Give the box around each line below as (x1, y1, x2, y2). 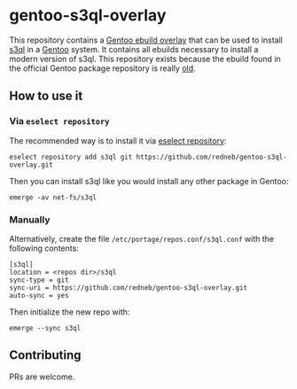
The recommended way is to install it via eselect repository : (9, 135, 227, 146)
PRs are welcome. (9, 371, 75, 382)
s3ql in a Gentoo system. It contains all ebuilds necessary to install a (9, 43, 259, 54)
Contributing (9, 347, 82, 363)
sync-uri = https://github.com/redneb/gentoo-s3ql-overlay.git (9, 283, 248, 292)
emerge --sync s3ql (9, 323, 82, 332)
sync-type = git (9, 276, 69, 284)
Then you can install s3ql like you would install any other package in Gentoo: (9, 175, 289, 186)
